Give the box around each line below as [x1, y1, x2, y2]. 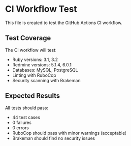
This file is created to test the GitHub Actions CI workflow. [5, 20, 123, 26]
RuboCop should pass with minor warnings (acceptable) [12, 130, 127, 136]
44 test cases [12, 114, 40, 120]
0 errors [12, 124, 29, 131]
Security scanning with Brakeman [12, 77, 81, 83]
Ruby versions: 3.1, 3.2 [12, 57, 58, 62]
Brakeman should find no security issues [12, 135, 95, 141]
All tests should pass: [5, 105, 48, 111]
